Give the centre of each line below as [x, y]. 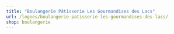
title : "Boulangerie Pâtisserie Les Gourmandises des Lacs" [81, 11]
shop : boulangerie [28, 22]
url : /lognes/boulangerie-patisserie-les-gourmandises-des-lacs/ [87, 17]
